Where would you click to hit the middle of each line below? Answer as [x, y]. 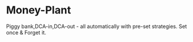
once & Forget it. [26, 32]
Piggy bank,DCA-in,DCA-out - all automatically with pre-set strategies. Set [97, 26]
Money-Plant [39, 10]
